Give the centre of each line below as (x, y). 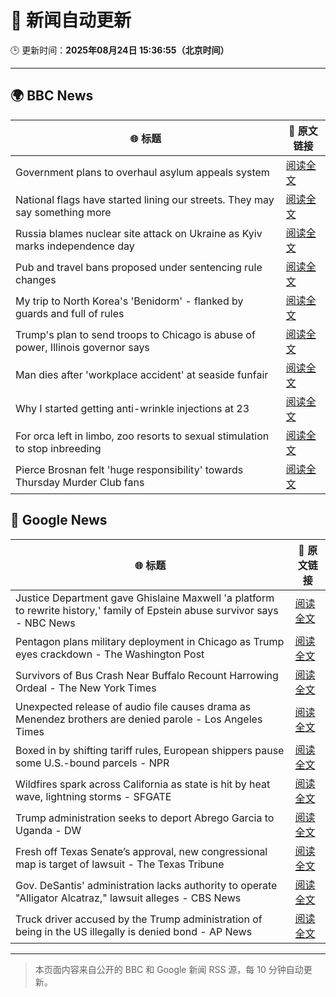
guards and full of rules (70, 313)
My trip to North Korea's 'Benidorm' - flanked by (129, 301)
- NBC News (45, 623)
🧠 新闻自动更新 (71, 20)
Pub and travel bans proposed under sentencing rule (139, 267)
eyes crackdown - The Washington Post (110, 654)
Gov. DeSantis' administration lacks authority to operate (146, 885)
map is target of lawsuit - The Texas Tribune (120, 864)
